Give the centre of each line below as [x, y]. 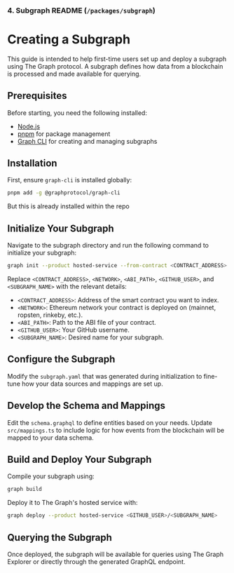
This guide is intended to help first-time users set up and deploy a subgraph [117, 59]
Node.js [29, 126]
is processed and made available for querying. [74, 74]
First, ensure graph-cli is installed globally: [69, 180]
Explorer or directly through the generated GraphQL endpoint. [96, 562]
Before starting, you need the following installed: [77, 113]
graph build [25, 490]
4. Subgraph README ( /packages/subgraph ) [82, 11]
